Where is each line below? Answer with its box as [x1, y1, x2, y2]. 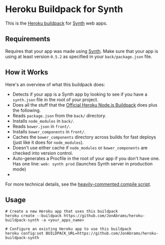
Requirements [5, 35, 50, 43]
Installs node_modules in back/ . [12, 118, 74, 124]
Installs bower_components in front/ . [12, 128, 86, 134]
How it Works [5, 68, 48, 76]
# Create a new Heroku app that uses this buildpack [5, 209, 118, 214]
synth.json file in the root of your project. [12, 97, 99, 103]
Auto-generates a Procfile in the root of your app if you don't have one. [12, 155, 160, 161]
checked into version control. [12, 150, 73, 156]
